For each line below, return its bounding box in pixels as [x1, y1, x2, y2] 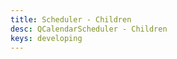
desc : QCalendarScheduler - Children [10, 24, 168, 34]
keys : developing [10, 33, 83, 43]
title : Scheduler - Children [10, 14, 132, 25]
